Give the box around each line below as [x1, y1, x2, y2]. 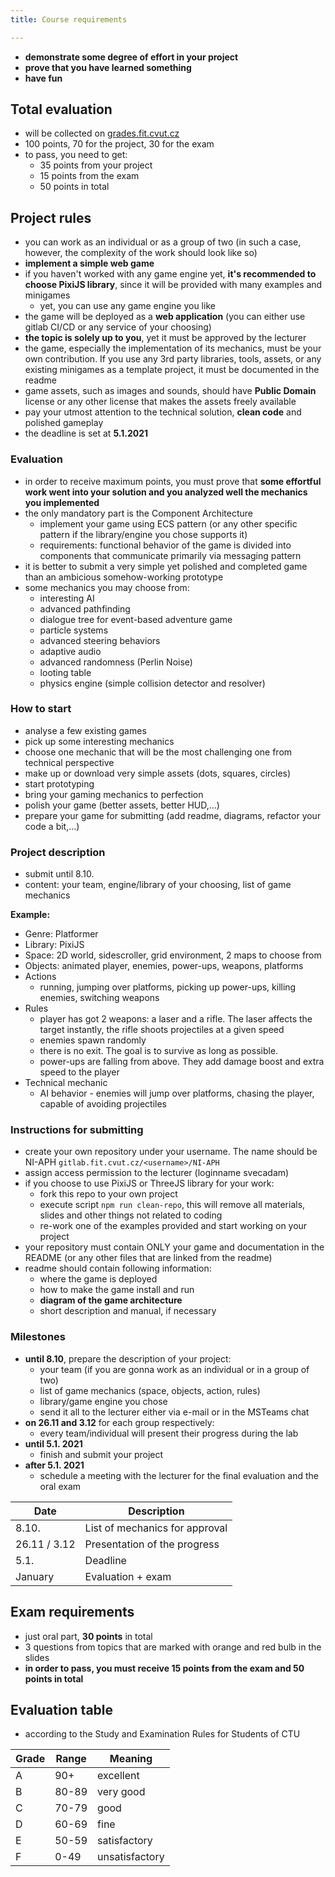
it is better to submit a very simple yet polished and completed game [24, 560, 308, 572]
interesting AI [39, 592, 95, 604]
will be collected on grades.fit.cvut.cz [24, 127, 180, 140]
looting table [39, 666, 92, 678]
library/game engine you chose [39, 1395, 168, 1407]
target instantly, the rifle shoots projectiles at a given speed [39, 1024, 285, 1036]
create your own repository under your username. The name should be [24, 1146, 318, 1158]
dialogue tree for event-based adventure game [39, 613, 233, 625]
